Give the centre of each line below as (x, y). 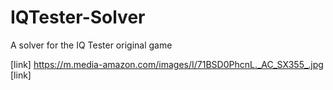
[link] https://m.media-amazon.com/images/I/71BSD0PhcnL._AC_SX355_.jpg (167, 64)
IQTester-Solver (78, 17)
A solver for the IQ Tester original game (91, 45)
